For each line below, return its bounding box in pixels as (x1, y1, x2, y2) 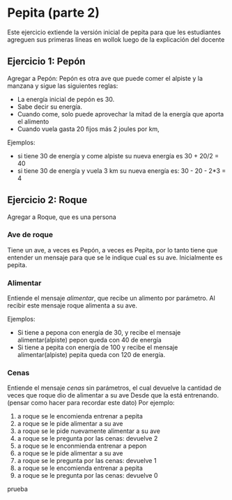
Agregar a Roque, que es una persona (7, 213, 116, 221)
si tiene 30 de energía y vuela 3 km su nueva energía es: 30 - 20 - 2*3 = (17, 166, 226, 175)
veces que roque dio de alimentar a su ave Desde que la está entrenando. (7, 391, 219, 400)
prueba (7, 485, 28, 493)
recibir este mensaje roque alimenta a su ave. (7, 301, 138, 310)
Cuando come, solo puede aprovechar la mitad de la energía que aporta (17, 109, 224, 118)
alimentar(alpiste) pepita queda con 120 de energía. (17, 351, 166, 359)
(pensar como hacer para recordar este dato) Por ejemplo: (7, 399, 176, 407)
